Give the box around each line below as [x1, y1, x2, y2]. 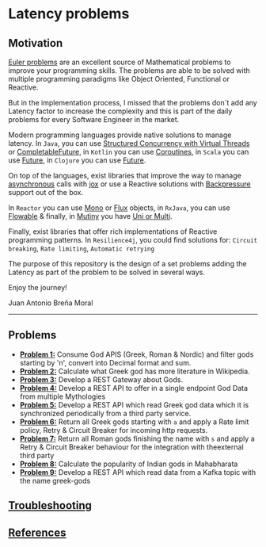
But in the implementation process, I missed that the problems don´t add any [8, 98, 257, 107]
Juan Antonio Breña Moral [8, 298, 93, 308]
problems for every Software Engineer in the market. [8, 115, 180, 124]
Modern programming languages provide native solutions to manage [8, 130, 232, 140]
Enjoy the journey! [8, 283, 67, 292]
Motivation [8, 36, 63, 50]
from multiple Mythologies [19, 392, 106, 401]
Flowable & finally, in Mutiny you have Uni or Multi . [8, 212, 173, 220]
